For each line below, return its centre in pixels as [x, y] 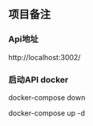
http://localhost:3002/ [44, 57]
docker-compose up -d [47, 113]
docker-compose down [47, 97]
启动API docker [38, 79]
